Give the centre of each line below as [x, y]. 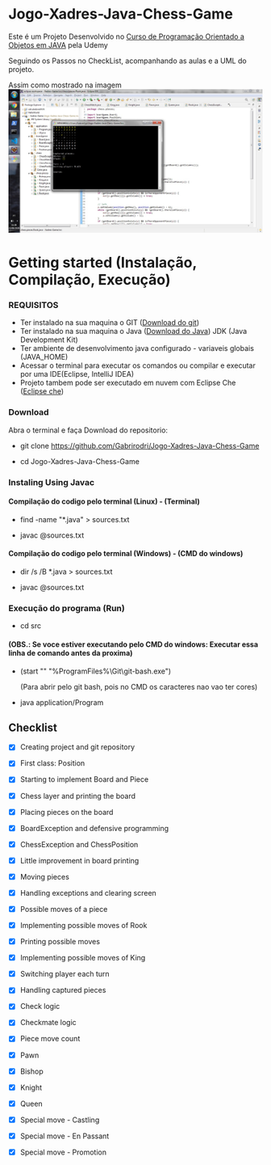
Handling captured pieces [63, 990]
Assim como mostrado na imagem [65, 85]
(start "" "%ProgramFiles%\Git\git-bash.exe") [96, 671]
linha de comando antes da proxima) [71, 652]
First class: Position [52, 763]
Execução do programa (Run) [67, 608]
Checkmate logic [48, 1023]
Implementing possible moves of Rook [83, 926]
